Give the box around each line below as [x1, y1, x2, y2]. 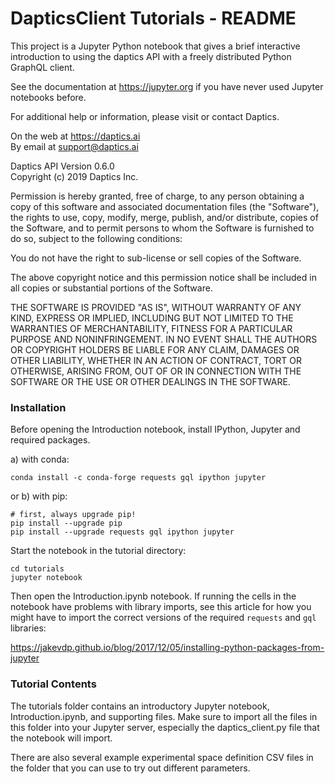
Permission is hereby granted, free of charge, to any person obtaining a [10, 190, 305, 202]
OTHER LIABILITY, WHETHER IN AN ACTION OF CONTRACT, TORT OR [10, 354, 302, 366]
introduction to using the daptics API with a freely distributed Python [10, 50, 292, 62]
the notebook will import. [10, 732, 113, 744]
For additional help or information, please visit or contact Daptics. [10, 110, 280, 122]
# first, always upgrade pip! [10, 510, 137, 520]
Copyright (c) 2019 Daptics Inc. [10, 170, 139, 182]
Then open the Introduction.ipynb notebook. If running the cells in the [10, 590, 297, 602]
